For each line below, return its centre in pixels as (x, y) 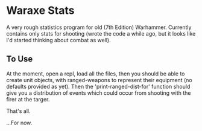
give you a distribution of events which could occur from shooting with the (99, 93)
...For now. (19, 123)
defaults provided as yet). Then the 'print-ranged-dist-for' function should (98, 86)
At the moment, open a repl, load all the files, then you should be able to (96, 74)
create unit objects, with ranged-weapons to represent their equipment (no (99, 80)
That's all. (18, 111)
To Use (20, 59)
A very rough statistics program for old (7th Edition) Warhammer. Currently (99, 27)
